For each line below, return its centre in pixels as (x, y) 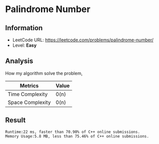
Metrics (29, 86)
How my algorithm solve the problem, (44, 73)
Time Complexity (28, 94)
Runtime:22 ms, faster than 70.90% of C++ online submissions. (73, 132)
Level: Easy (24, 45)
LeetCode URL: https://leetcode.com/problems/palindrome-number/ (83, 40)
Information (24, 28)
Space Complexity (29, 102)
